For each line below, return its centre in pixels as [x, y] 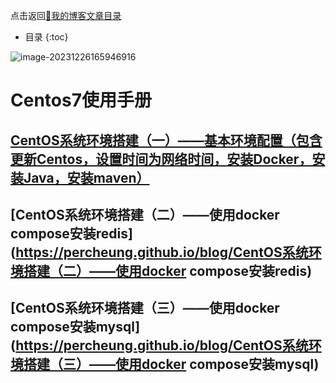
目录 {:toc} [46, 37]
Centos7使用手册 [81, 100]
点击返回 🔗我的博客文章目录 [66, 15]
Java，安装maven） [86, 177]
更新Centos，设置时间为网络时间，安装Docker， [161, 159]
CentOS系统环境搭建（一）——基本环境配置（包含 [166, 140]
